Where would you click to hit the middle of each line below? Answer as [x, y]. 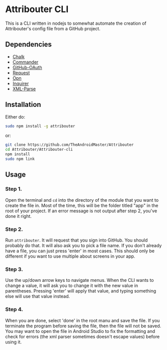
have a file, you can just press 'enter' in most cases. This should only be [80, 251]
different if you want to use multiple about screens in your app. [70, 256]
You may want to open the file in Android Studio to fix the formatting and [80, 331]
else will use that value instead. [38, 297]
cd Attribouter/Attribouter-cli [39, 150]
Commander [25, 62]
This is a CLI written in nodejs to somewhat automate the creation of [76, 23]
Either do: [15, 116]
